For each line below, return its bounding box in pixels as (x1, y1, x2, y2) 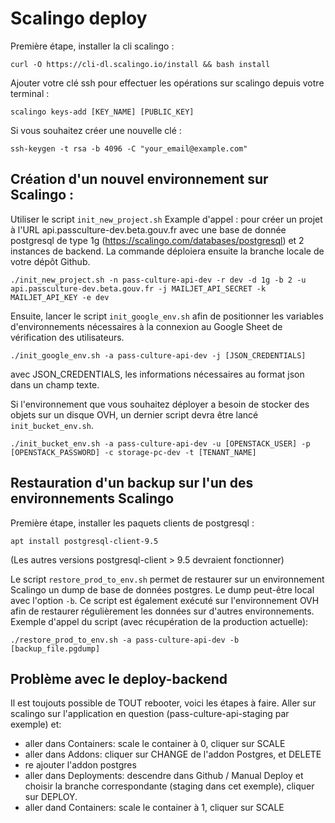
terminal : (10, 87, 50, 99)
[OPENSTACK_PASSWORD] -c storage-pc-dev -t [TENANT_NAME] (10, 447, 257, 457)
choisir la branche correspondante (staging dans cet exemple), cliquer (24, 780, 315, 792)
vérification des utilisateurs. (10, 331, 125, 343)
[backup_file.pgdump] (10, 643, 101, 654)
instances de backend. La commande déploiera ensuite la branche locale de (10, 245, 325, 257)
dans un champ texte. (10, 378, 100, 391)
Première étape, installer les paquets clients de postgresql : (10, 517, 255, 529)
